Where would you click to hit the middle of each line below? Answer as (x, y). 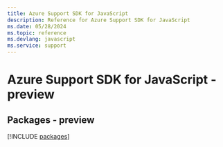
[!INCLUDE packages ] (38, 136)
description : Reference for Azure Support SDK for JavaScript (99, 20)
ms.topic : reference (37, 33)
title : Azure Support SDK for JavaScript (68, 13)
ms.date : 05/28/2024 (37, 26)
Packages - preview (51, 120)
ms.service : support (37, 46)
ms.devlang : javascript (42, 39)
